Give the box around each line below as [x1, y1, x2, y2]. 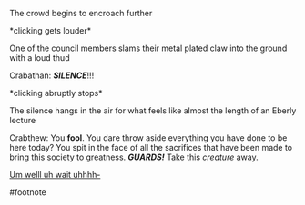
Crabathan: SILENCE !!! [9, 70, 95, 81]
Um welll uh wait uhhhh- [9, 170, 101, 180]
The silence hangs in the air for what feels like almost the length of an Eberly [9, 105, 297, 116]
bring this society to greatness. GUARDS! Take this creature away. [9, 151, 259, 162]
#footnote [9, 187, 47, 198]
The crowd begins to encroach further [9, 8, 153, 18]
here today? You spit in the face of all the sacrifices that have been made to [9, 142, 293, 152]
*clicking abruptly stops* [9, 88, 103, 98]
